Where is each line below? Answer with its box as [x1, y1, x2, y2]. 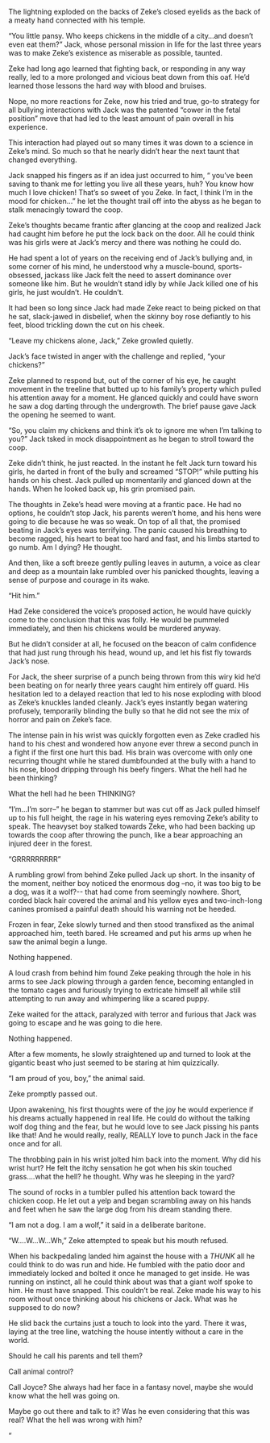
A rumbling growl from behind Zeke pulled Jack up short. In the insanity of [8, 870, 255, 880]
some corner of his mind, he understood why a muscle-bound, [8, 262, 216, 271]
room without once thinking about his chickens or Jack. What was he [8, 1294, 238, 1304]
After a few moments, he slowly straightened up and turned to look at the [8, 1050, 251, 1058]
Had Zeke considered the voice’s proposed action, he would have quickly [8, 606, 251, 616]
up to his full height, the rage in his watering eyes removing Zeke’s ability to [8, 813, 259, 822]
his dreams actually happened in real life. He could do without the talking [8, 1113, 251, 1123]
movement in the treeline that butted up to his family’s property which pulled [8, 385, 262, 393]
